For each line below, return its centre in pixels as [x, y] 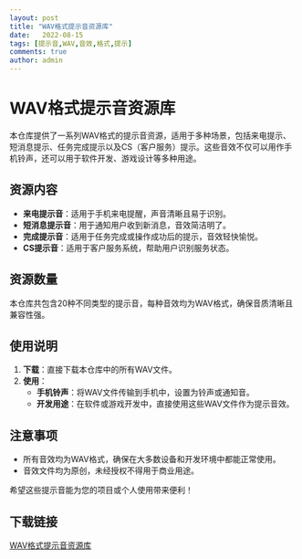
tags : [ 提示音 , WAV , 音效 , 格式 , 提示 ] [71, 43]
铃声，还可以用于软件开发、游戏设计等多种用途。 [109, 158]
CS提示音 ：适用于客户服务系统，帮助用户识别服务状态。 [128, 248]
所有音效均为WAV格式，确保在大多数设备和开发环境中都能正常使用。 [151, 459]
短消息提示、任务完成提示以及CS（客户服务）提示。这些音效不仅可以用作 [147, 146]
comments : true [38, 52]
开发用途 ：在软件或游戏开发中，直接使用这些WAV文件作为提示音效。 [165, 404]
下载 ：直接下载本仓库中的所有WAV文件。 [100, 370]
